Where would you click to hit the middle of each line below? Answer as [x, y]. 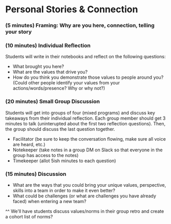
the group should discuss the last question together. [60, 129]
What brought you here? [38, 66]
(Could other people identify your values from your [66, 83]
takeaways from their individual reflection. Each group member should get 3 [85, 118]
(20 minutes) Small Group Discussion [52, 102]
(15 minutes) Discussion [36, 174]
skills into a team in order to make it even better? [64, 191]
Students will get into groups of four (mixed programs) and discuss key [80, 113]
